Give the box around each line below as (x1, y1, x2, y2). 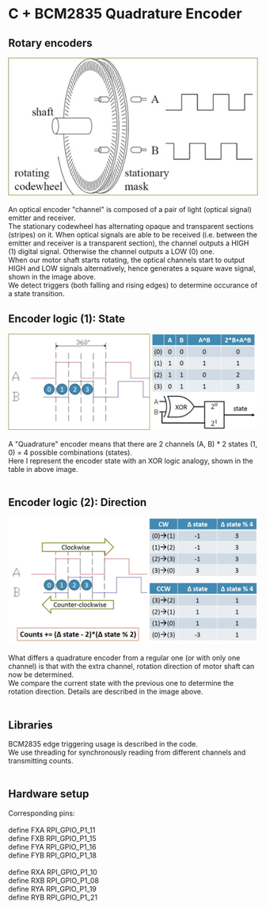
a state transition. (8, 289, 65, 299)
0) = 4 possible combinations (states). (8, 447, 133, 457)
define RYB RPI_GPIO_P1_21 (8, 892, 97, 902)
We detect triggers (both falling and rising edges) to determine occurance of (8, 280, 258, 290)
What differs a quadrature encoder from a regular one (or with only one (8, 653, 241, 663)
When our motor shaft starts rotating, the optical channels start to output (8, 255, 245, 265)
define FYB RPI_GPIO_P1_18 (8, 850, 97, 860)
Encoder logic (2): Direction (8, 496, 147, 509)
